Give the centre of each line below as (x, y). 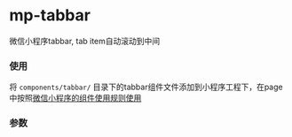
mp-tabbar (50, 15)
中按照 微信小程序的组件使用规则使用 (75, 98)
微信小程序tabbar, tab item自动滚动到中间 (85, 41)
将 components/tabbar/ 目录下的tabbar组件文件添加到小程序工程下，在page (146, 87)
